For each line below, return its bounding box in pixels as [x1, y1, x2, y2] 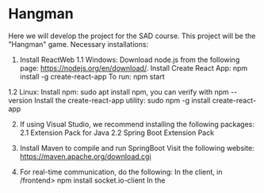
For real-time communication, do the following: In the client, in [19, 167, 223, 176]
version [8, 95, 33, 105]
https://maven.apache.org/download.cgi [19, 152, 152, 161]
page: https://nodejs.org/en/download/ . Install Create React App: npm [19, 63, 248, 72]
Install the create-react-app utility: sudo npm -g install [34, 95, 211, 105]
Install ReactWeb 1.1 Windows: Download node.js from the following [19, 55, 240, 64]
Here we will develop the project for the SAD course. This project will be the [8, 31, 256, 41]
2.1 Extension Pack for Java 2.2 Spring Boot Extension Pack [19, 128, 215, 137]
